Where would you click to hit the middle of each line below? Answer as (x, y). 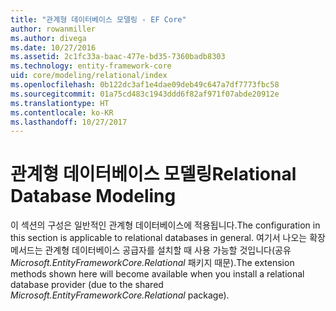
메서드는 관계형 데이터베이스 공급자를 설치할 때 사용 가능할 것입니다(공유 (151, 250)
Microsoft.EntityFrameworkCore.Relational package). (120, 295)
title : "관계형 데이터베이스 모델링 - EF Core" (98, 19)
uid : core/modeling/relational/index (89, 76)
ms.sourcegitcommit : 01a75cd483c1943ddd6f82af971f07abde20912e (145, 94)
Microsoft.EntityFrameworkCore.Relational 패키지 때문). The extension (152, 263)
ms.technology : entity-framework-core (91, 66)
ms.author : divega (48, 38)
